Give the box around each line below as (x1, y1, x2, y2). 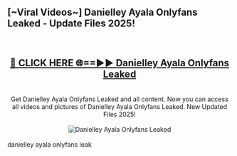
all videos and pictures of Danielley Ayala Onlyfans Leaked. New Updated (11, 102, 228, 110)
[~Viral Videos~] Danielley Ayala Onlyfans (7, 6, 198, 19)
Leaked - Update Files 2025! (7, 18, 135, 30)
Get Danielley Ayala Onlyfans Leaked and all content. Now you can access (10, 95, 229, 103)
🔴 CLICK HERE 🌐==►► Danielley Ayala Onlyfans (9, 57, 230, 69)
